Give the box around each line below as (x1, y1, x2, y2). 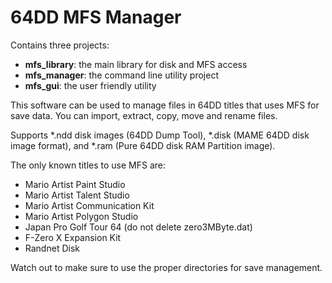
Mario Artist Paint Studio (24, 178, 126, 190)
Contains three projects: (10, 39, 110, 51)
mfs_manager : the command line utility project (24, 69, 219, 81)
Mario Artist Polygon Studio (24, 210, 139, 222)
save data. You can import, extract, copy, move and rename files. (10, 109, 278, 121)
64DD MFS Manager (10, 6, 182, 29)
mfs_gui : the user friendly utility (24, 79, 157, 91)
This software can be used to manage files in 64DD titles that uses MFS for (10, 99, 320, 111)
